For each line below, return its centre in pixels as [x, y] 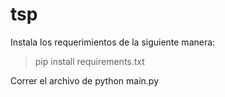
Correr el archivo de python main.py [84, 80]
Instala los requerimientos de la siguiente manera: [113, 42]
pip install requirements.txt [89, 61]
